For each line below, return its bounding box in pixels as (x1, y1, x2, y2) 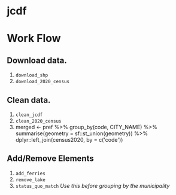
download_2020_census (15, 79, 69, 85)
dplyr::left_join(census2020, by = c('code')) (15, 136, 123, 143)
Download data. (7, 55, 68, 65)
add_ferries (15, 170, 45, 176)
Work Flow (7, 32, 62, 45)
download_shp (15, 72, 48, 78)
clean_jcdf (15, 112, 43, 118)
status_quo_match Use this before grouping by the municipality (15, 182, 170, 189)
